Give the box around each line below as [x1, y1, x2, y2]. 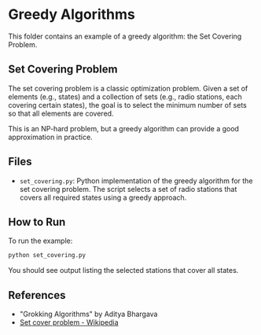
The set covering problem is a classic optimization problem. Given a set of [8, 83, 248, 93]
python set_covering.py [8, 252, 86, 260]
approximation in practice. [8, 132, 93, 142]
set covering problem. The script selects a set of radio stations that [19, 184, 237, 193]
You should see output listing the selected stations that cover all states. [8, 266, 239, 275]
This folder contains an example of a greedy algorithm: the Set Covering [8, 31, 242, 41]
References [8, 289, 66, 302]
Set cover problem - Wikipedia [19, 318, 119, 327]
